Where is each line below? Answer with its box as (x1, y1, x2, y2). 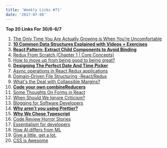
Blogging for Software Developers (13, 100, 83, 106)
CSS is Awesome (13, 137, 48, 143)
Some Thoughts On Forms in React (13, 89, 86, 95)
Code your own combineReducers (13, 84, 86, 90)
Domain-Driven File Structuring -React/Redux (13, 73, 107, 79)
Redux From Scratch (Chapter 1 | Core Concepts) (13, 51, 114, 58)
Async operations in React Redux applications (13, 67, 108, 73)
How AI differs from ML (13, 126, 62, 132)
